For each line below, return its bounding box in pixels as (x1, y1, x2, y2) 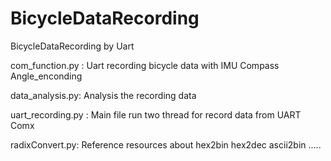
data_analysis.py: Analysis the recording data (10, 89, 197, 101)
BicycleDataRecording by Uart (10, 40, 135, 52)
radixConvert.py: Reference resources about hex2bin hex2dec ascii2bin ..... (10, 138, 322, 151)
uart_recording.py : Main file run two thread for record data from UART (10, 108, 302, 121)
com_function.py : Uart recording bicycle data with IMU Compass (10, 59, 280, 71)
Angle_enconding (10, 70, 83, 82)
